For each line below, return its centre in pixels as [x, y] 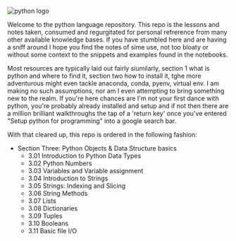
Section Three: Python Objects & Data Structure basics [97, 148]
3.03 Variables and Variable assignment [86, 171]
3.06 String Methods [58, 193]
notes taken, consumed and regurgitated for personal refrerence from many [117, 32]
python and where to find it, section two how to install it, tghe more [105, 76]
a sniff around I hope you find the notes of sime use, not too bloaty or [108, 47]
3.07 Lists [42, 201]
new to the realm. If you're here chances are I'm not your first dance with [113, 98]
